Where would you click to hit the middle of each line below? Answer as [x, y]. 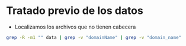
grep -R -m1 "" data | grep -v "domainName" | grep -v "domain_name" [94, 37]
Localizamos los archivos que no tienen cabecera [75, 27]
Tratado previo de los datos [75, 11]
